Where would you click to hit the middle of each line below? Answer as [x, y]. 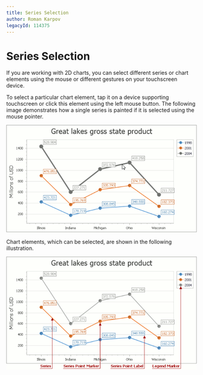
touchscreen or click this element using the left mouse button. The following [101, 104]
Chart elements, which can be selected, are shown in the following [89, 242]
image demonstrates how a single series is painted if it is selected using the [100, 110]
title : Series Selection [37, 13]
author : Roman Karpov [34, 19]
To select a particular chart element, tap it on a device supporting [88, 97]
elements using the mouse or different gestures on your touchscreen [92, 79]
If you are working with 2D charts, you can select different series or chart [97, 73]
